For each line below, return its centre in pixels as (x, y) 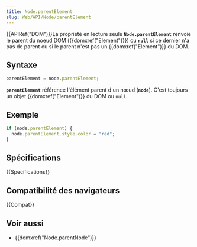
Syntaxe (22, 65)
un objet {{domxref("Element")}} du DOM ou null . (67, 96)
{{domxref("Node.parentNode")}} (55, 238)
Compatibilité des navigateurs (63, 191)
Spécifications (33, 158)
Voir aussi (25, 223)
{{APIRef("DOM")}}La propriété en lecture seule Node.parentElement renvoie (98, 34)
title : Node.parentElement (39, 12)
